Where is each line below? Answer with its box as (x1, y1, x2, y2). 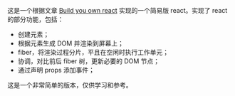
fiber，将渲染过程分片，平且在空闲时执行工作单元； (17, 48, 169, 56)
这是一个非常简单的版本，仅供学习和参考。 (7, 81, 132, 89)
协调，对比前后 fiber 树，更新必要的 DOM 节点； (17, 57, 160, 65)
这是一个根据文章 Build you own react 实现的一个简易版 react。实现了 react (7, 6, 228, 14)
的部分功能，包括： (7, 15, 64, 23)
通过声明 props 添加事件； (17, 66, 95, 74)
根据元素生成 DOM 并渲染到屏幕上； (17, 39, 125, 48)
